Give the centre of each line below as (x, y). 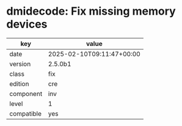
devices (27, 24)
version (20, 64)
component (26, 94)
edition (19, 84)
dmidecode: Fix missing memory (91, 11)
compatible (25, 113)
